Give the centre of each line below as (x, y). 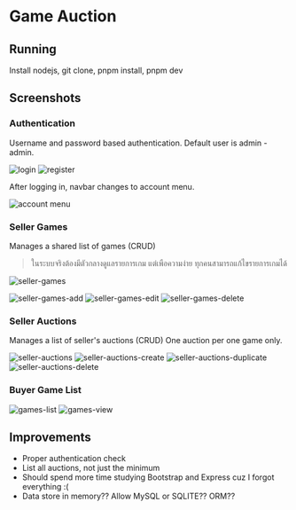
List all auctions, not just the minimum (91, 468)
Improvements (50, 437)
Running (33, 49)
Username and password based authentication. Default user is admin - (138, 143)
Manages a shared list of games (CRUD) (83, 246)
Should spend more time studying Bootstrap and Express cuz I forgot (148, 477)
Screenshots (45, 98)
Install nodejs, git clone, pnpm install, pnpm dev (96, 70)
